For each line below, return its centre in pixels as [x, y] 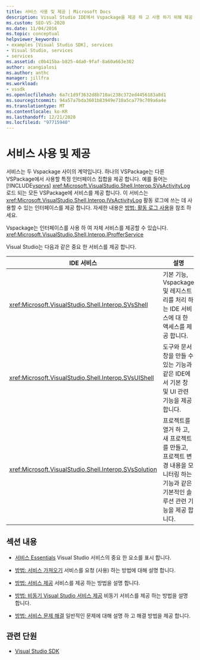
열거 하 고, [176, 430]
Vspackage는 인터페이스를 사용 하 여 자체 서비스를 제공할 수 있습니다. [87, 228]
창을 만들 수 [178, 356]
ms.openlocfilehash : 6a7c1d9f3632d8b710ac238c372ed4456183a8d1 [86, 95]
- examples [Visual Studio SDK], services [60, 45]
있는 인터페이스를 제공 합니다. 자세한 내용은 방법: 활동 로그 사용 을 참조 [104, 208]
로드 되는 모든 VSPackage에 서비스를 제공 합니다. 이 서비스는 [77, 193]
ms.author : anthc [28, 73]
